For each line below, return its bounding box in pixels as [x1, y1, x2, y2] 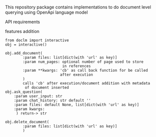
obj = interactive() [5, 42, 48, 47]
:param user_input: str [14, 94, 63, 99]
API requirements [5, 19, 40, 25]
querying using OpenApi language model [5, 9, 88, 15]
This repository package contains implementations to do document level [5, 4, 151, 10]
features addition [5, 28, 40, 34]
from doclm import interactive [5, 38, 69, 43]
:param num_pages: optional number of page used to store [23, 59, 144, 64]
